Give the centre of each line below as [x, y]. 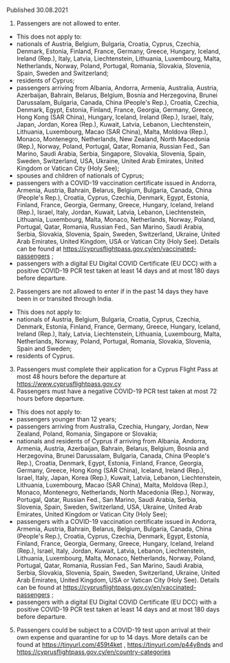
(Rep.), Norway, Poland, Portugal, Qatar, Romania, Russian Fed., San [113, 146]
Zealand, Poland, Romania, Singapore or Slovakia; [87, 434]
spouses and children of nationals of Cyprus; [80, 176]
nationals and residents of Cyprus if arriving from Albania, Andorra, [112, 441]
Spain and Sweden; [44, 348]
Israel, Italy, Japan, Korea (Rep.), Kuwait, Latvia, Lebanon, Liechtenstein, [119, 477]
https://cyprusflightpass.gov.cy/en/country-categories [94, 652]
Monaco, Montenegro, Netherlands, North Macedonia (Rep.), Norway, [115, 492]
